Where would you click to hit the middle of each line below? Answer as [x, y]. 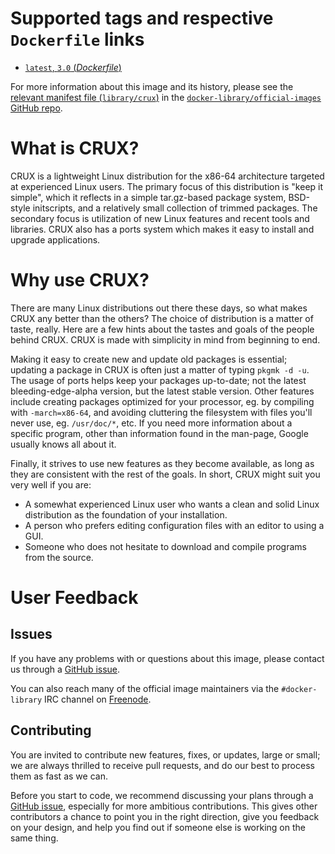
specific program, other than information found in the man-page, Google [159, 433]
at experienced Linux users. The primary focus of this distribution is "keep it [167, 186]
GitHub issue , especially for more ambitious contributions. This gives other [164, 806]
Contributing [51, 730]
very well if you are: [51, 484]
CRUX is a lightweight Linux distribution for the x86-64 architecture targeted [167, 176]
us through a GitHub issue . [65, 669]
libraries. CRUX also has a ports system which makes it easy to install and [162, 229]
